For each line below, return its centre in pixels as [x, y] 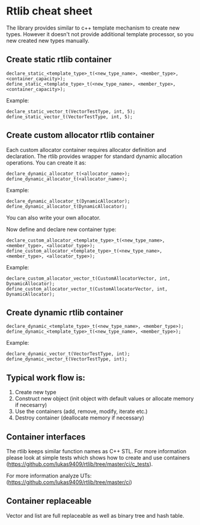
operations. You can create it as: [46, 162]
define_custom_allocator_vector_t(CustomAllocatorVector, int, [87, 289]
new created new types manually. [48, 40]
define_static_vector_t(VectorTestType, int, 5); [70, 117]
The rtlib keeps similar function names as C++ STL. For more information [96, 451]
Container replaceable [49, 501]
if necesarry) [31, 405]
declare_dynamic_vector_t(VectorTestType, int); [68, 354]
